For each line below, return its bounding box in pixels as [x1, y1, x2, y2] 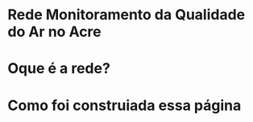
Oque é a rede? [7, 59, 110, 78]
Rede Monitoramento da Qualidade [7, 6, 246, 24]
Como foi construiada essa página [7, 96, 242, 114]
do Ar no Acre [7, 22, 102, 41]
